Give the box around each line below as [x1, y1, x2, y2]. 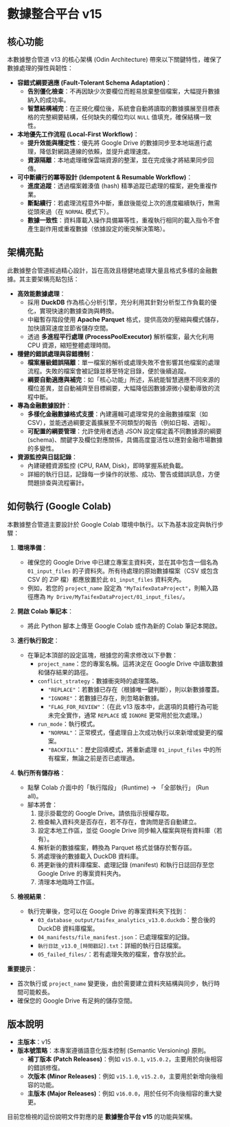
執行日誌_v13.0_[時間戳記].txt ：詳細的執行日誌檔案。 [37, 941, 185, 950]
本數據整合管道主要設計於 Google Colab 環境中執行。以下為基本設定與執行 [7, 520, 218, 528]
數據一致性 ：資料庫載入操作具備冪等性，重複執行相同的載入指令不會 [27, 216, 220, 224]
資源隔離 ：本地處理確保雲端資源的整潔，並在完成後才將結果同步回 [27, 156, 214, 164]
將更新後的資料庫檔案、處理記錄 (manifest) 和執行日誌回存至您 [37, 860, 215, 868]
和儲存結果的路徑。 [37, 668, 93, 676]
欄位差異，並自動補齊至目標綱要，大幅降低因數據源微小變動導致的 [27, 384, 214, 392]
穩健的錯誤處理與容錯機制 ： [16, 349, 96, 358]
